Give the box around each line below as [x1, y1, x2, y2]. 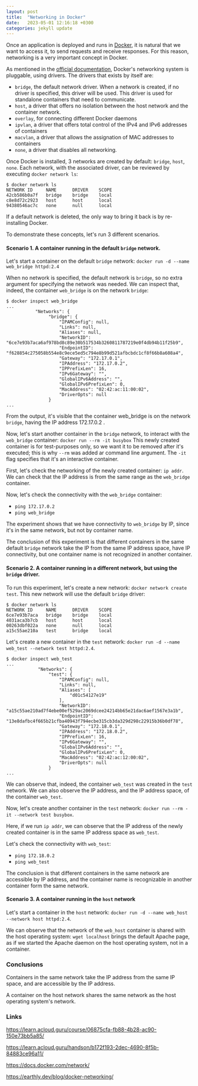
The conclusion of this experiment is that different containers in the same [6, 538, 184, 546]
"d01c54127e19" [69, 692, 108, 698]
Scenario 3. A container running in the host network [6, 896, 136, 903]
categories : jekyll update [6, 25, 73, 31]
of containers [14, 128, 47, 135]
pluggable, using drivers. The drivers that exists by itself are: [6, 72, 154, 79]
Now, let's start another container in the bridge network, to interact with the [6, 431, 190, 438]
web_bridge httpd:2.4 [6, 264, 60, 270]
